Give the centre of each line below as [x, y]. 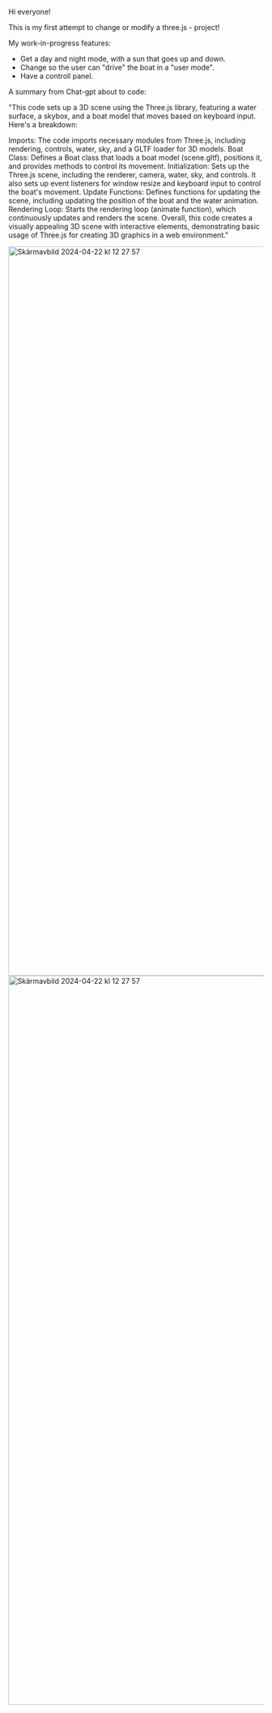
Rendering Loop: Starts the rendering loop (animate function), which [122, 209]
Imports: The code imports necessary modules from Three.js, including [127, 140]
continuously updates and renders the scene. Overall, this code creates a [131, 218]
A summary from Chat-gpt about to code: [78, 92]
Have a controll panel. [57, 76]
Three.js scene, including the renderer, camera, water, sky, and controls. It [132, 175]
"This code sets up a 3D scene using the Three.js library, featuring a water [132, 107]
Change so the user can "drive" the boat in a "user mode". [117, 67]
